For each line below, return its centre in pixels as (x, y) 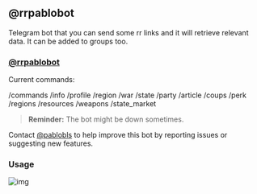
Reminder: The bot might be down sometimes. (106, 119)
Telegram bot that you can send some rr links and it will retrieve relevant (128, 32)
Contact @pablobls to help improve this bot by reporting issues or (118, 135)
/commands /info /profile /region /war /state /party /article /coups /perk (127, 95)
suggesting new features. (51, 143)
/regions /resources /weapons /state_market (82, 104)
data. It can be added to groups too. (68, 41)
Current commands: (42, 80)
